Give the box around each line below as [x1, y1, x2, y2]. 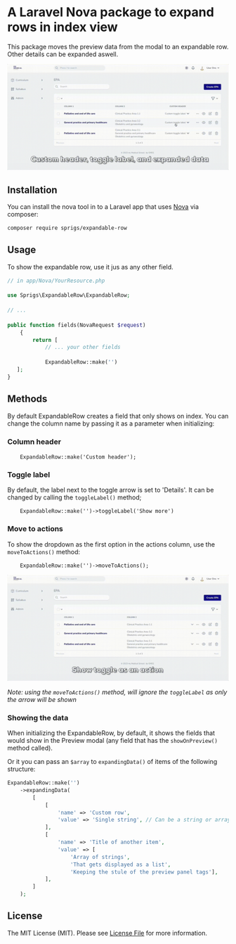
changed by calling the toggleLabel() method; [7, 493, 142, 502]
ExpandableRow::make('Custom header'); [20, 453, 137, 461]
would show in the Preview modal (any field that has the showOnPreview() [7, 736, 218, 745]
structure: [7, 765, 36, 774]
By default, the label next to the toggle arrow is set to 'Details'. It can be [7, 486, 214, 495]
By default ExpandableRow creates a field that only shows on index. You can [7, 412, 229, 420]
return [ [32, 336, 58, 343]
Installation [7, 184, 58, 196]
